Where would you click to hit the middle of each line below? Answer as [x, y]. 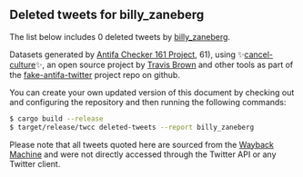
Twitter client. [35, 163]
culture [23, 64]
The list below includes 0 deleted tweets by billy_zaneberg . [120, 36]
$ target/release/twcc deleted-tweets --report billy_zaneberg [132, 127]
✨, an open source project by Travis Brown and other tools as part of [164, 64]
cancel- [259, 54]
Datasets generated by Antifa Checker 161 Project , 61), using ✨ [127, 54]
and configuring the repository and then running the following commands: [148, 102]
